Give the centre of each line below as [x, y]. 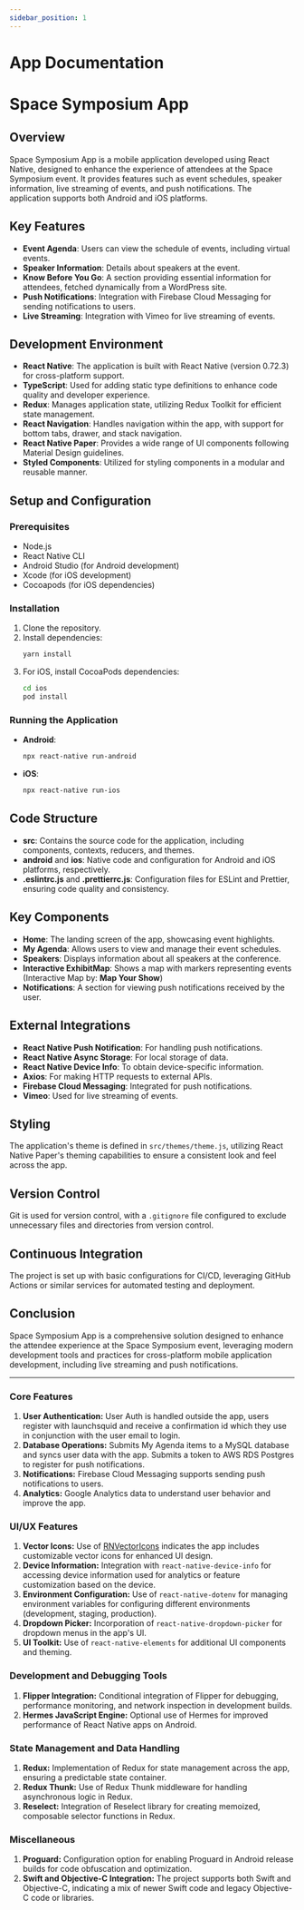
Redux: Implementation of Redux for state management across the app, [156, 1768]
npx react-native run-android [80, 757]
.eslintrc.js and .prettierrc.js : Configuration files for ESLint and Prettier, [156, 879]
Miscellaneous [42, 1839]
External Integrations [70, 1026]
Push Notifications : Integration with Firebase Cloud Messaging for [147, 297]
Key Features [47, 226]
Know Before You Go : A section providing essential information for [147, 277]
